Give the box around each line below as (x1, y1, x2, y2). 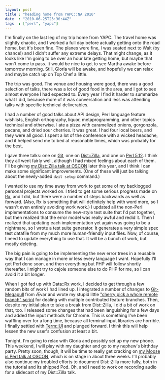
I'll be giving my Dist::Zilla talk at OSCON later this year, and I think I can (5, 163, 151, 169)
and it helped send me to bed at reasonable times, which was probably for (5, 138, 156, 144)
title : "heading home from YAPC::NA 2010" (5, 12, 96, 17)
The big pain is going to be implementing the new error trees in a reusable (5, 251, 155, 256)
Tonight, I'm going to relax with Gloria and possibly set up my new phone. (5, 338, 154, 344)
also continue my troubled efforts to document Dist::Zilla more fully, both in (5, 359, 157, 365)
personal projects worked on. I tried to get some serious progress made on (5, 188, 157, 194)
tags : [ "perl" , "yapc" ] (5, 21, 58, 26)
